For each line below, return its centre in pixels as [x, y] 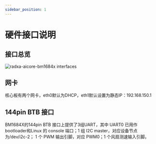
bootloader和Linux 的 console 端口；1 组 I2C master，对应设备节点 [71, 131]
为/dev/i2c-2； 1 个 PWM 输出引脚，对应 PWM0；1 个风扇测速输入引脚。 [77, 137]
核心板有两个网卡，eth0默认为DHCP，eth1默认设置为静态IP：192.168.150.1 [78, 96]
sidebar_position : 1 [26, 9]
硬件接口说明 [31, 35]
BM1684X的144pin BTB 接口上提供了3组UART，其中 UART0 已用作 [71, 125]
